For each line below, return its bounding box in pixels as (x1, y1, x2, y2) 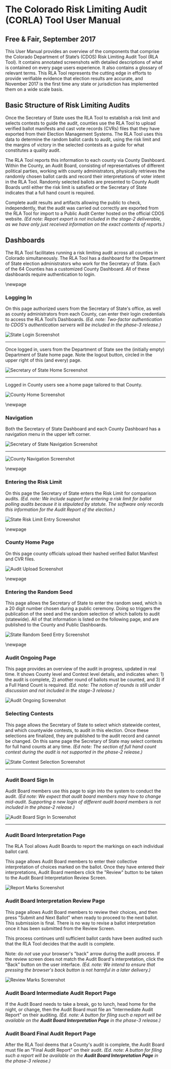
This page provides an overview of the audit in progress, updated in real (5, 666, 157, 672)
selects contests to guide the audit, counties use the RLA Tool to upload (5, 120, 156, 126)
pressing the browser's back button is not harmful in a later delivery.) (5, 966, 151, 973)
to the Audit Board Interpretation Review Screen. (5, 874, 107, 881)
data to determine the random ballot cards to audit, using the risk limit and (5, 136, 160, 142)
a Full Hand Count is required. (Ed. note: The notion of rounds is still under (5, 682, 161, 688)
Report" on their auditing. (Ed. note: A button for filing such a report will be (5, 1012, 162, 1018)
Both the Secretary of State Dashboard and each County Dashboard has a (5, 426, 161, 432)
